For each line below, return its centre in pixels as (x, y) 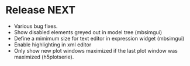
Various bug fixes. (36, 26)
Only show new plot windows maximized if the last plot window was (96, 50)
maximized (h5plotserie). (44, 57)
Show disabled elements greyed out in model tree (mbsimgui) (88, 32)
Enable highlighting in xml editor (53, 45)
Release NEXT (41, 10)
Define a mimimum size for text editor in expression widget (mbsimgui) (99, 38)
